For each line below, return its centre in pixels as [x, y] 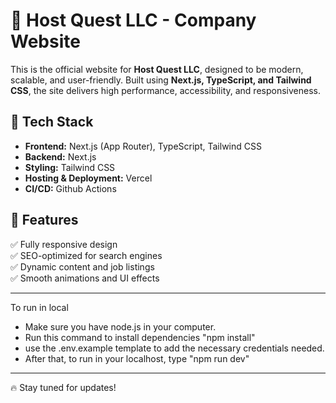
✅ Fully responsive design [64, 244]
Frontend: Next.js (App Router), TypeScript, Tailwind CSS [143, 146]
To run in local [39, 307]
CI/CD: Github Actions [70, 188]
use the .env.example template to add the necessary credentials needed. [174, 348]
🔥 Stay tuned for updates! [63, 387]
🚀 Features [44, 220]
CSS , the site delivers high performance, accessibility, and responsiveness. [165, 90]
